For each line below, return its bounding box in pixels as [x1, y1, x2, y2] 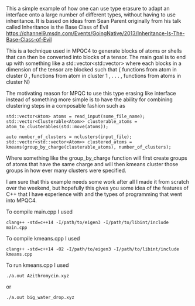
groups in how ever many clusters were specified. [6, 167, 127, 174]
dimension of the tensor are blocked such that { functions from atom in [6, 66, 177, 73]
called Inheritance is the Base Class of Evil [6, 23, 108, 30]
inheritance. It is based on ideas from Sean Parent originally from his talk [6, 18, 182, 24]
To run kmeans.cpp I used [6, 262, 69, 269]
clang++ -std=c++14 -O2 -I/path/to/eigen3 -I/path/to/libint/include [6, 246, 180, 252]
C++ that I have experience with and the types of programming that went [6, 191, 183, 198]
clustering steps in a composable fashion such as [6, 102, 126, 109]
